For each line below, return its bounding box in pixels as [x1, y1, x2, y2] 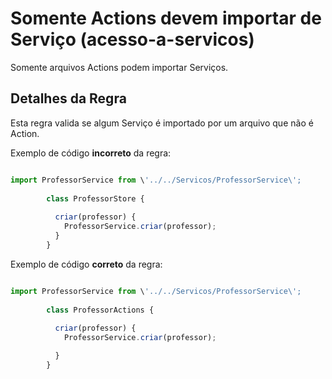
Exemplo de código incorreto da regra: [10, 147, 172, 159]
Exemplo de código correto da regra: [10, 258, 163, 270]
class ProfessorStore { [46, 193, 145, 204]
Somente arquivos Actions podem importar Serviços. [10, 61, 229, 73]
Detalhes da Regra [10, 90, 127, 107]
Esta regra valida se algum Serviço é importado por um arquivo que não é [10, 117, 314, 129]
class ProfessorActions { [46, 305, 155, 315]
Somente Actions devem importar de [10, 7, 322, 30]
